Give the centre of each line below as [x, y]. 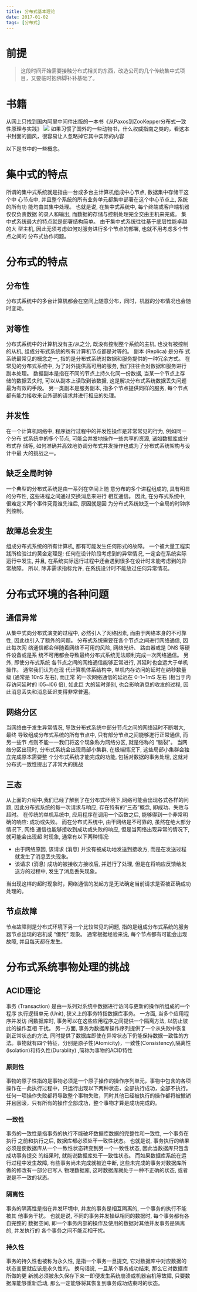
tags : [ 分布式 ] [23, 22]
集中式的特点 [37, 175]
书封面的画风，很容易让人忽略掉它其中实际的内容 [65, 136]
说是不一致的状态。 [29, 1178]
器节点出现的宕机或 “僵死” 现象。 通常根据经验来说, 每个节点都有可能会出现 [97, 934]
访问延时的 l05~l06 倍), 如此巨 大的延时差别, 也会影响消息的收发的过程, [96, 685]
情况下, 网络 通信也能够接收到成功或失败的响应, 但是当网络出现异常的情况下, [98, 830]
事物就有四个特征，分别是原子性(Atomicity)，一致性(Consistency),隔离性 [103, 1043]
